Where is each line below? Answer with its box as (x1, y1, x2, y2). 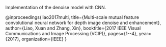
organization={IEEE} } (21, 36, 67, 42)
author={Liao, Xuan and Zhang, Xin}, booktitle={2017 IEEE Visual (5, 25, 141, 31)
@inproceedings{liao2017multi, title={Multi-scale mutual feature (5, 14, 139, 20)
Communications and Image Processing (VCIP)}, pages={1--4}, (5, 31, 138, 36)
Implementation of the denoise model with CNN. (5, 5, 106, 10)
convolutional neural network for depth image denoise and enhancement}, (5, 20, 161, 26)
